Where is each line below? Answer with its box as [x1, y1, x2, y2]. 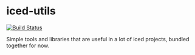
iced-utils [6, 4, 56, 18]
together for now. [6, 42, 50, 49]
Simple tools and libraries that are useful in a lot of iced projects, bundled [6, 35, 190, 42]
